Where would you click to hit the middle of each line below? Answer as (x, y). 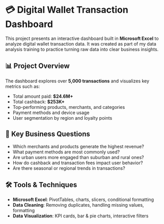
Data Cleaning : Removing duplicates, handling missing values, (78, 205)
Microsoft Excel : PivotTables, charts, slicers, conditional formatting (83, 199)
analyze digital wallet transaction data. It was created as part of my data (81, 43)
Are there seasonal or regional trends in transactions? (69, 168)
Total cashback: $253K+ (39, 102)
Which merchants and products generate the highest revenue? (78, 146)
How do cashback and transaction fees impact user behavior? (78, 163)
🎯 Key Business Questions (48, 134)
